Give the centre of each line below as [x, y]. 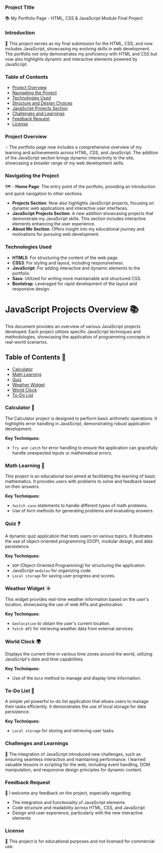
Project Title [20, 7]
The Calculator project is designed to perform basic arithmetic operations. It [81, 418]
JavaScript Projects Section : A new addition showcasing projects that [83, 214]
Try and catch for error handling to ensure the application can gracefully [85, 448]
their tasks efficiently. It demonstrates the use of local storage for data [75, 707]
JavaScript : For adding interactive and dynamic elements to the [76, 268]
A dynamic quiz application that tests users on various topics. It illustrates [79, 536]
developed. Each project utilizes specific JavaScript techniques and [73, 331]
